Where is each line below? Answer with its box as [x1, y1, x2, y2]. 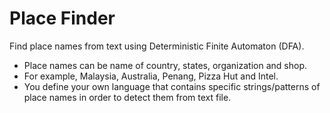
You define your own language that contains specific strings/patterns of [23, 80, 321, 92]
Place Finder [9, 7, 116, 30]
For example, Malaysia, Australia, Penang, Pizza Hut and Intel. [23, 70, 279, 82]
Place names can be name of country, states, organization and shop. [23, 59, 307, 71]
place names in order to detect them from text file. [23, 91, 232, 103]
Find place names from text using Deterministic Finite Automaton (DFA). [9, 40, 305, 52]
